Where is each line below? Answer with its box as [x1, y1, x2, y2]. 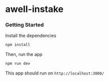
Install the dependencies [5, 32, 57, 38]
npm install [5, 42, 30, 47]
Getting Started [5, 21, 44, 28]
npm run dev [5, 61, 30, 66]
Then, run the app [5, 51, 43, 57]
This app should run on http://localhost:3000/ [5, 70, 104, 76]
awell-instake [5, 3, 64, 15]
